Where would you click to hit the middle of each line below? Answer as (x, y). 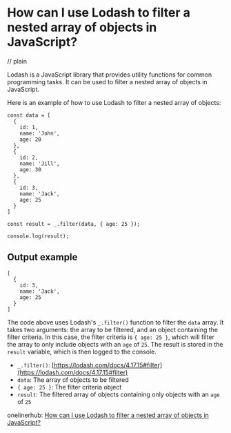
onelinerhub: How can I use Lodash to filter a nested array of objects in (108, 415)
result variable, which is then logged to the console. (82, 352)
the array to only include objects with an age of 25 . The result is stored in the (115, 344)
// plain (17, 61)
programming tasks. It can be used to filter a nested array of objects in (108, 81)
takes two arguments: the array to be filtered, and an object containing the (113, 329)
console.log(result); (38, 236)
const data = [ (29, 115)
